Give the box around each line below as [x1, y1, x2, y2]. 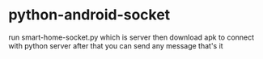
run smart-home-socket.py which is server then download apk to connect [8, 32, 255, 42]
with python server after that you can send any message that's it [8, 40, 224, 50]
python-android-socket [8, 6, 171, 24]
